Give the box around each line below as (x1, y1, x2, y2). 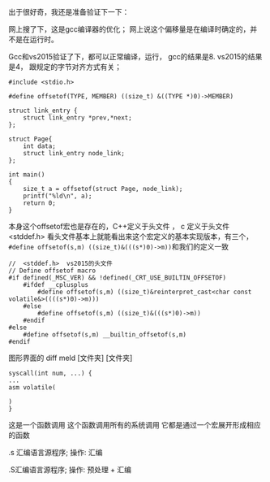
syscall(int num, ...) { (8, 369, 92, 377)
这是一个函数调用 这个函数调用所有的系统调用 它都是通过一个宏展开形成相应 (8, 420, 261, 429)
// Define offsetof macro (8, 267, 96, 275)
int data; (23, 142, 57, 150)
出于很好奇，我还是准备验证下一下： (8, 7, 130, 16)
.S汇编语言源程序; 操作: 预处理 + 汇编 (8, 465, 132, 474)
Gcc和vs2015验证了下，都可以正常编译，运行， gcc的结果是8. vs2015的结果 (8, 52, 263, 61)
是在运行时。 (15, 35, 58, 44)
